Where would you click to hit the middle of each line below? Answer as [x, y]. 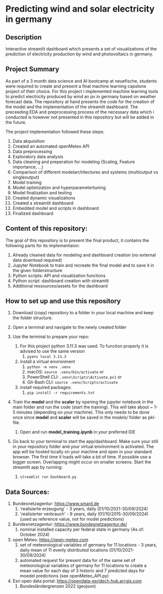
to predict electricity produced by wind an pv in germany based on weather [81, 96]
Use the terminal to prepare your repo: [51, 337]
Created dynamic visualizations [44, 198]
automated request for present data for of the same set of [77, 560]
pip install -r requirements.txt [61, 393]
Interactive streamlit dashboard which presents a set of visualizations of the [81, 49]
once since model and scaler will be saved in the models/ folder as [80, 417]
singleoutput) [26, 177]
